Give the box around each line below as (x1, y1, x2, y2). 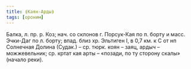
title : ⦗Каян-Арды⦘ (6, 8, 55, 15)
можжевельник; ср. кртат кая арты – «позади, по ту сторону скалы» (6, 49, 180, 57)
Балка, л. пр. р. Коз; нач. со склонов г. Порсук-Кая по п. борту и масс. (6, 30, 186, 37)
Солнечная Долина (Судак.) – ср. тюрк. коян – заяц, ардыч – (6, 43, 160, 51)
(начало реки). (6, 56, 43, 63)
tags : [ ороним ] (6, 14, 44, 20)
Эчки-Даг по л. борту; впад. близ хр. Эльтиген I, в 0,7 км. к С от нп (6, 37, 177, 44)
